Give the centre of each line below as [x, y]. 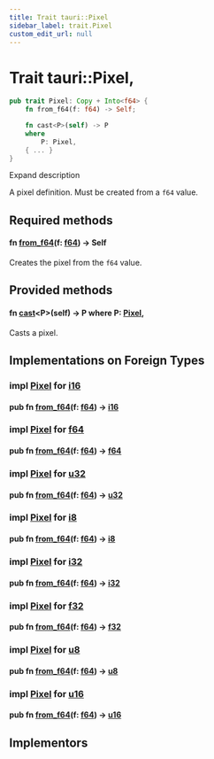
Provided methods [61, 290]
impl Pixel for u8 [45, 650]
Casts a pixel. [34, 332]
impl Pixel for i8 [43, 517]
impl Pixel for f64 [47, 430]
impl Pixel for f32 [46, 606]
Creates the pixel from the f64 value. [76, 263]
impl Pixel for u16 [46, 693]
